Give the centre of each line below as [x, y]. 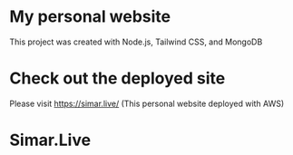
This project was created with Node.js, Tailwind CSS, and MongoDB [136, 42]
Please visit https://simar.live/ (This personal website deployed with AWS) [147, 103]
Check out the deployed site [117, 78]
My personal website [90, 17]
